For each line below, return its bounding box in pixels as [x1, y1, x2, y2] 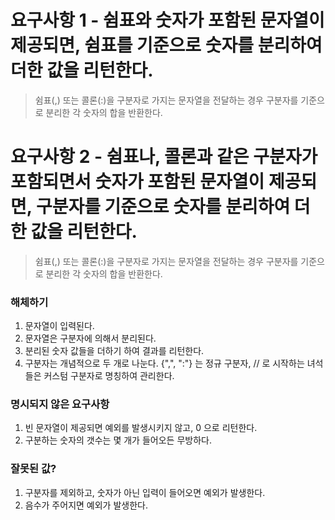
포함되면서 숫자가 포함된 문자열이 [10, 171, 265, 193]
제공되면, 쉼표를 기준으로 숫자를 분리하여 [10, 34, 323, 57]
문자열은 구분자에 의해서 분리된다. [24, 332, 157, 345]
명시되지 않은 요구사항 [10, 397, 110, 411]
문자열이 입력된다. [24, 320, 95, 332]
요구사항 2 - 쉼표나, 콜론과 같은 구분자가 [10, 146, 318, 168]
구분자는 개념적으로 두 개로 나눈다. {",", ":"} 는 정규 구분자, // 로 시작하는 [24, 357, 305, 370]
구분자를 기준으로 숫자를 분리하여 [35, 196, 291, 218]
